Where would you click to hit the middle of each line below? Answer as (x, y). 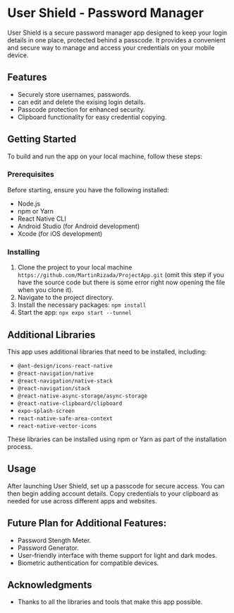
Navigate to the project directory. (66, 298)
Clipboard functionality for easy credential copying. (92, 117)
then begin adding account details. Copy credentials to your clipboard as (113, 494)
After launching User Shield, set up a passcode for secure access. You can (116, 486)
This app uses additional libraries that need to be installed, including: (107, 351)
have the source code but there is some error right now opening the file (121, 282)
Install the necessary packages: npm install (82, 305)
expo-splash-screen (46, 411)
